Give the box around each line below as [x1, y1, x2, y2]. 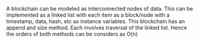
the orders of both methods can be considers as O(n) [6, 30, 138, 38]
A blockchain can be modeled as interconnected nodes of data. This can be [6, 5, 194, 12]
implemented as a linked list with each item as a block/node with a [6, 11, 170, 19]
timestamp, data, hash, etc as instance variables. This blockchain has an [6, 18, 185, 24]
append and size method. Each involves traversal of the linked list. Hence [6, 24, 188, 31]
